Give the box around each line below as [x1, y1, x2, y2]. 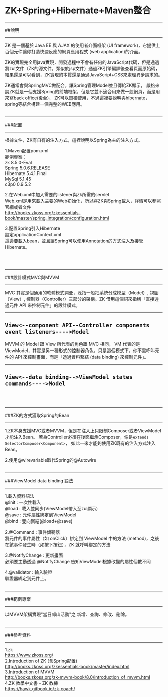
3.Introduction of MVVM [5, 669, 55, 675]
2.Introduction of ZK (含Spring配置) [5, 658, 78, 664]
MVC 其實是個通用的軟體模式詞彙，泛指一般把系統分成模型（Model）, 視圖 [5, 289, 159, 296]
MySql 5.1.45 [5, 176, 31, 182]
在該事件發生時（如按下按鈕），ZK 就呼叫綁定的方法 [5, 541, 111, 547]
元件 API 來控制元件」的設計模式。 [9, 302, 81, 308]
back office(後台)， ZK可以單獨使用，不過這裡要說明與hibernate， [13, 95, 150, 101]
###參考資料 [5, 632, 31, 638]
